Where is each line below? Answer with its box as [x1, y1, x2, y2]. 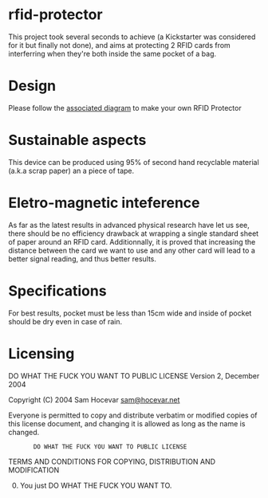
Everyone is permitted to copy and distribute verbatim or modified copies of [8, 410, 258, 420]
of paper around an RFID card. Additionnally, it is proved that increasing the [8, 237, 256, 246]
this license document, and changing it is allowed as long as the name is [8, 418, 246, 428]
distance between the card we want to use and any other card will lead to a [8, 245, 255, 255]
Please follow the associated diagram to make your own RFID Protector [8, 103, 242, 112]
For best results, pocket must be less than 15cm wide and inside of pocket [8, 308, 252, 318]
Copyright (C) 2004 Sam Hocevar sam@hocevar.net [8, 394, 180, 404]
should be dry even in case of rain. [8, 316, 123, 326]
